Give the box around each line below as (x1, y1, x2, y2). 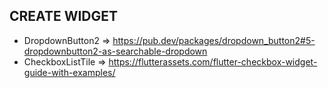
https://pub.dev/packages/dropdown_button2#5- (112, 34, 316, 46)
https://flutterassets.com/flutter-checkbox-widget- (108, 55, 318, 68)
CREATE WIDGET (9, 8, 119, 25)
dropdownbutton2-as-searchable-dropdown (23, 45, 208, 57)
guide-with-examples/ (23, 66, 116, 78)
